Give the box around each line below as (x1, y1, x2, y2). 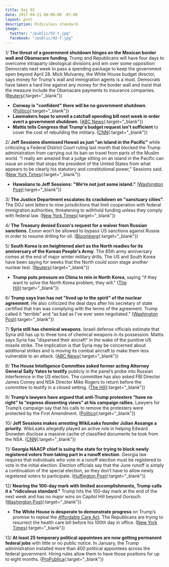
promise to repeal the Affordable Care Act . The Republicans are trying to (12, 514, 163, 520)
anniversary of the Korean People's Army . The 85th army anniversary (5, 248, 152, 254)
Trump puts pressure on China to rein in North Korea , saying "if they (12, 274, 157, 280)
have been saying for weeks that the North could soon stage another (5, 259, 148, 265)
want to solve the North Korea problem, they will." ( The (12, 279, 127, 286)
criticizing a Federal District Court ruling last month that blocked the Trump (5, 144, 160, 150)
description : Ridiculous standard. (5, 21, 80, 27)
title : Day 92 (5, 7, 35, 13)
